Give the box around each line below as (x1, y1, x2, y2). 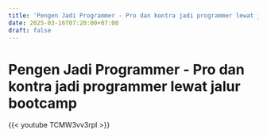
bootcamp (8, 94, 78, 112)
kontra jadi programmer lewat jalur (8, 77, 241, 95)
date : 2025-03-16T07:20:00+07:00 (8, 19, 119, 27)
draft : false (8, 26, 52, 34)
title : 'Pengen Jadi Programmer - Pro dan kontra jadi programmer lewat (8, 11, 254, 20)
